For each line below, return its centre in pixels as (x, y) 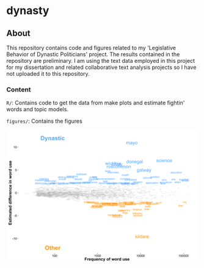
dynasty (28, 11)
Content (19, 89)
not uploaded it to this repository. (48, 74)
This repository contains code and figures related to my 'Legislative (91, 48)
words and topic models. (38, 109)
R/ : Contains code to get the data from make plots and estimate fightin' (96, 103)
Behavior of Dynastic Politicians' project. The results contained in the (93, 54)
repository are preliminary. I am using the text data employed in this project (101, 61)
